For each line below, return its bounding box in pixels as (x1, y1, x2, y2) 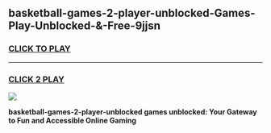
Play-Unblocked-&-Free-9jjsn (8, 19, 161, 33)
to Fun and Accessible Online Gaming (8, 115, 137, 125)
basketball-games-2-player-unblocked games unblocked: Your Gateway (8, 106, 257, 116)
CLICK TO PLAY (8, 44, 71, 55)
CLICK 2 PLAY (8, 73, 65, 85)
